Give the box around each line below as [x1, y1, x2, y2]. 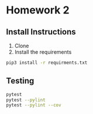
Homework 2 [6, 4, 70, 17]
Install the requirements [14, 49, 72, 56]
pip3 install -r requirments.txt [6, 60, 88, 65]
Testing [6, 76, 35, 86]
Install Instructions [6, 27, 76, 37]
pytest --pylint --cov [6, 102, 61, 108]
